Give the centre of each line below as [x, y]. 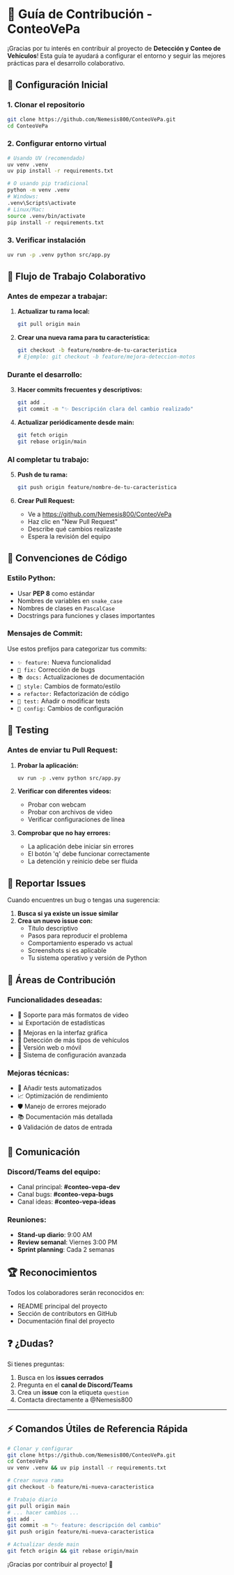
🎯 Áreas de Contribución [62, 980]
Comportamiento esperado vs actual [80, 943]
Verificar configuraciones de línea [76, 820]
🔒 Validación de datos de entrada [65, 1127]
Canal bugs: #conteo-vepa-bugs [65, 1194]
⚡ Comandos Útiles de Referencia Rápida [97, 1429]
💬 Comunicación [44, 1152]
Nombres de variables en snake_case [70, 600]
